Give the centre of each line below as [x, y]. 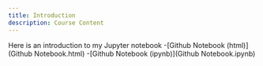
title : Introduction [42, 15]
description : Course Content [56, 23]
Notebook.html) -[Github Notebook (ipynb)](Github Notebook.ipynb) [145, 53]
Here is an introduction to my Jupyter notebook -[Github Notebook [116, 45]
